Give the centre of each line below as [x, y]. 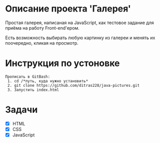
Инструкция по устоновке [62, 63]
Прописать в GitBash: [28, 77]
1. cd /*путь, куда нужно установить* [48, 81]
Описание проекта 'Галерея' [68, 9]
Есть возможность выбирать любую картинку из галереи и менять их [80, 38]
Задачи [21, 110]
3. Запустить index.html [33, 90]
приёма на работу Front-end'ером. [42, 28]
